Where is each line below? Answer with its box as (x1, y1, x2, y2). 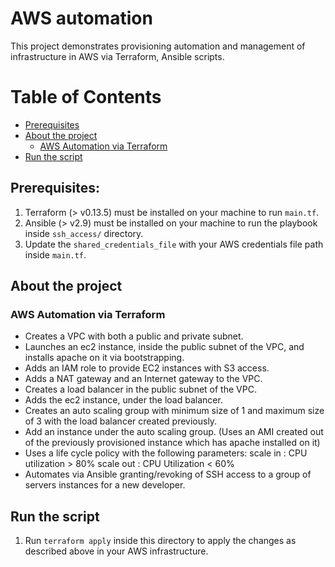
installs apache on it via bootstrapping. (24, 352, 185, 364)
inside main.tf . (24, 248, 87, 261)
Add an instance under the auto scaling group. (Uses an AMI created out (24, 426, 324, 438)
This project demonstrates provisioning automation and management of (10, 40, 306, 52)
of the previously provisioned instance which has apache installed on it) (24, 437, 321, 449)
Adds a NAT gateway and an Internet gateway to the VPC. (24, 373, 263, 385)
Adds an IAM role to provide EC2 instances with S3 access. (24, 362, 270, 374)
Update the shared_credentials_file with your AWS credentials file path (24, 238, 324, 250)
